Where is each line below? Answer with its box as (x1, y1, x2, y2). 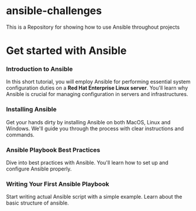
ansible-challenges (6, 4, 102, 18)
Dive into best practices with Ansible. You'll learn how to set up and (6, 159, 169, 166)
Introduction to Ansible (6, 65, 73, 73)
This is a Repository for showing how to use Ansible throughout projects (6, 23, 180, 30)
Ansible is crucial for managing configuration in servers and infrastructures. (6, 91, 188, 98)
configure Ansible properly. (6, 165, 72, 172)
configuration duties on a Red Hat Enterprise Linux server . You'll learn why (6, 84, 188, 91)
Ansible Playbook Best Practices (6, 145, 101, 154)
